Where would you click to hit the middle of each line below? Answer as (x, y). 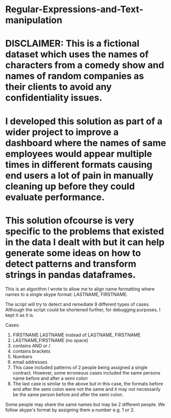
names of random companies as (75, 76)
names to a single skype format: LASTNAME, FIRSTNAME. (67, 294)
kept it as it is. (20, 315)
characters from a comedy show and (85, 65)
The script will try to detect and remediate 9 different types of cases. (78, 304)
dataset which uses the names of (77, 54)
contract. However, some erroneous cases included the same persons (87, 373)
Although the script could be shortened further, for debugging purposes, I (83, 309)
